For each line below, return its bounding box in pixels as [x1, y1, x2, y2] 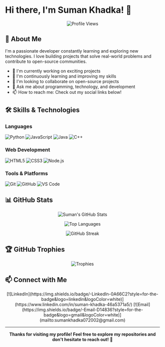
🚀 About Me [5, 35, 42, 43]
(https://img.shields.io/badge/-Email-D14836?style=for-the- [22, 307, 143, 313]
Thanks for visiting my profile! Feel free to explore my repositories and [9, 331, 156, 337]
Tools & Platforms [5, 170, 48, 176]
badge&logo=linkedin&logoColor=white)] [41, 296, 124, 302]
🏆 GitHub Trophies [5, 245, 65, 254]
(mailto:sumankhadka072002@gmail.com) [39, 317, 126, 323]
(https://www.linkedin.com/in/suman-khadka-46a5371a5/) [14, 302, 133, 308]
